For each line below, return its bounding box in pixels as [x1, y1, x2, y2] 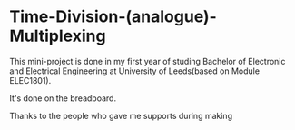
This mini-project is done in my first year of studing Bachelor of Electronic [9, 55, 286, 66]
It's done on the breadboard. [9, 93, 116, 104]
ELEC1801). [9, 75, 52, 85]
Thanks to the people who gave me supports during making [9, 110, 233, 121]
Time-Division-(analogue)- [9, 6, 218, 27]
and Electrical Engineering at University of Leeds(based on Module [9, 65, 261, 76]
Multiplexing [9, 25, 106, 46]
